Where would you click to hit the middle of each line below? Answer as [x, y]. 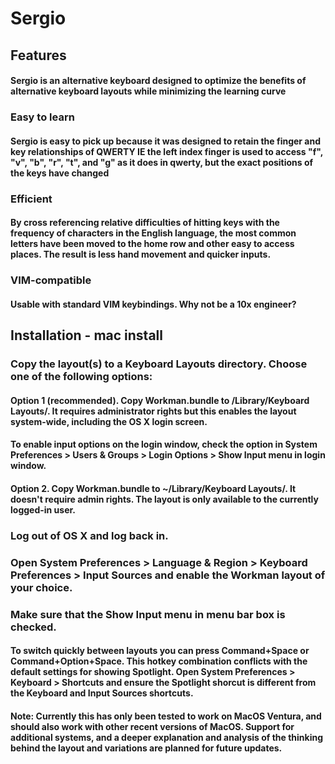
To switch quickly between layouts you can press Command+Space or [160, 651]
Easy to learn [42, 117]
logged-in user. [43, 509]
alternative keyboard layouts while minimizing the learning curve [148, 91]
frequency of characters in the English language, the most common [153, 233]
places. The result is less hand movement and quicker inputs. [141, 254]
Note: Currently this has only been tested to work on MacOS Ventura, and [166, 716]
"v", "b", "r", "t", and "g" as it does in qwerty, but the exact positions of [162, 162]
